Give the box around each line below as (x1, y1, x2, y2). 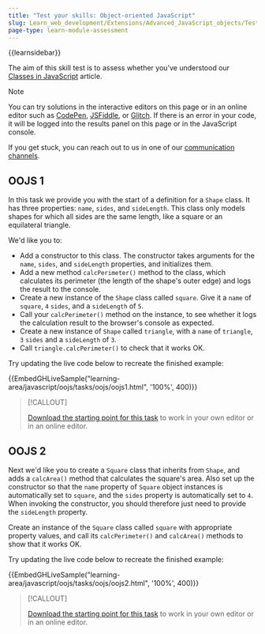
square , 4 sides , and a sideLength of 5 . (19, 301, 144, 311)
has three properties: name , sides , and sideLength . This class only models (8, 203, 246, 213)
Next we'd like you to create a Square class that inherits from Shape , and (8, 466, 241, 474)
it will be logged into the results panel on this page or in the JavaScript (8, 119, 237, 129)
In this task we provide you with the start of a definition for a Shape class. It (8, 195, 251, 205)
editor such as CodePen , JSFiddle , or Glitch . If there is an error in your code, (8, 111, 257, 120)
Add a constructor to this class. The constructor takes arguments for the (19, 251, 255, 261)
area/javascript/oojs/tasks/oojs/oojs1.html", (8, 383, 148, 392)
